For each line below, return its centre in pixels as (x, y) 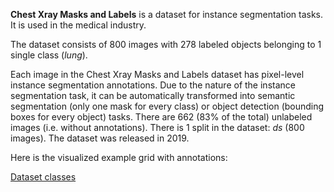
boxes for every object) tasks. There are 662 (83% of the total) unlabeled (161, 117)
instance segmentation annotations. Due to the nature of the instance (153, 85)
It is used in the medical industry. (78, 25)
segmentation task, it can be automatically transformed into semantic (153, 95)
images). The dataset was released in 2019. (100, 138)
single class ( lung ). (49, 55)
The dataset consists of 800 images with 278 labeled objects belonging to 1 (166, 44)
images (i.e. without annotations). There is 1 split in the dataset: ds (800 (157, 127)
